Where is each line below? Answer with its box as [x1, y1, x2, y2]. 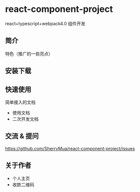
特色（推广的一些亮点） [5, 51, 53, 57]
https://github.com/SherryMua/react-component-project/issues [5, 145, 135, 151]
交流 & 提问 [5, 132, 39, 140]
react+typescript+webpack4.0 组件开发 [5, 20, 86, 26]
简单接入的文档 [5, 99, 36, 105]
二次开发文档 [12, 116, 39, 122]
